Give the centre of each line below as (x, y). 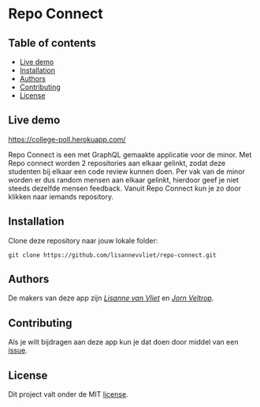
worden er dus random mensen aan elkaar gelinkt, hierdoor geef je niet (123, 179)
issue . (18, 350)
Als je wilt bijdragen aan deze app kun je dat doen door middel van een (123, 342)
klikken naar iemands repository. (61, 196)
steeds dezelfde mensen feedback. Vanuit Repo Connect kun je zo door (125, 188)
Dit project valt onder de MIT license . (68, 394)
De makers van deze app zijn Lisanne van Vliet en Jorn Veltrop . (111, 298)
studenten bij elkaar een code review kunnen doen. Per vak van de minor (127, 171)
